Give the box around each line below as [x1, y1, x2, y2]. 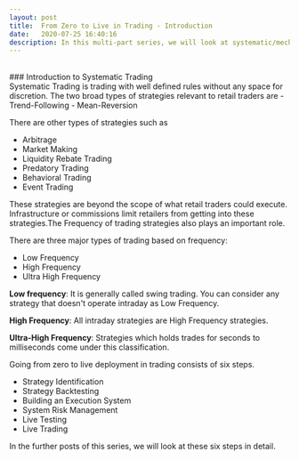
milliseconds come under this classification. [9, 342, 170, 352]
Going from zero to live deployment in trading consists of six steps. [9, 359, 255, 370]
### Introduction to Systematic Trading [9, 72, 153, 83]
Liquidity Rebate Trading [21, 153, 113, 165]
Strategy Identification [21, 376, 104, 387]
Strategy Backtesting [21, 386, 100, 397]
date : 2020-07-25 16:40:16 [9, 29, 117, 38]
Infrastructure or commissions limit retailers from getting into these [9, 208, 255, 219]
